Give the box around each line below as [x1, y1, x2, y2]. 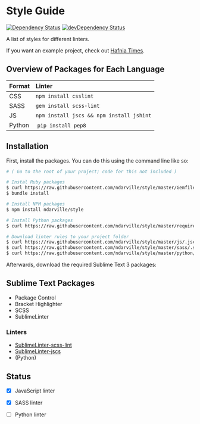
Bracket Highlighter [14, 300, 62, 307]
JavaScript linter [14, 387, 55, 394]
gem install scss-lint [35, 102, 100, 109]
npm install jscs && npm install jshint [35, 112, 152, 119]
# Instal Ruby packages [6, 179, 65, 185]
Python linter [14, 411, 46, 418]
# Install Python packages [6, 217, 73, 223]
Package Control [14, 294, 57, 301]
